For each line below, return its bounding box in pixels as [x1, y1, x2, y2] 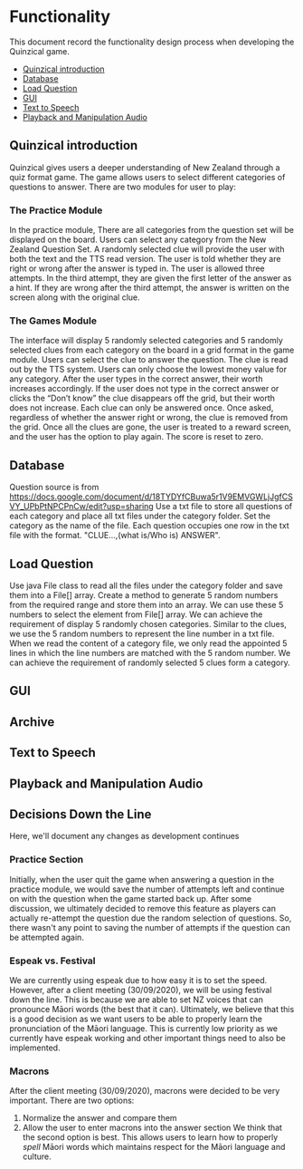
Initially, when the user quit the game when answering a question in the [9, 874, 274, 884]
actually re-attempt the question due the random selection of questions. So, [9, 913, 292, 923]
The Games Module [9, 314, 98, 327]
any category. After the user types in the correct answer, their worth [9, 373, 263, 384]
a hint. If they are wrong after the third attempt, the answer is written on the [9, 283, 290, 294]
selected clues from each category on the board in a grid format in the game [9, 344, 295, 355]
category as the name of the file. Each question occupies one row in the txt [9, 520, 289, 531]
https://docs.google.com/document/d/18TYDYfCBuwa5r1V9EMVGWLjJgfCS [9, 491, 294, 502]
